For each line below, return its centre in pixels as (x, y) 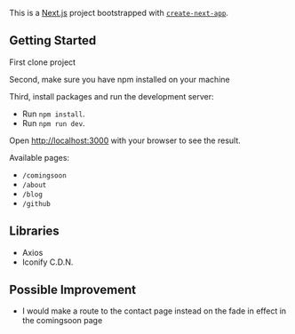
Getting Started (53, 40)
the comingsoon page (62, 321)
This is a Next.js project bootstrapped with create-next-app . (119, 13)
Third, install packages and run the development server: (112, 96)
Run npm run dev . (54, 123)
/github (36, 203)
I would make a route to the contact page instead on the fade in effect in (154, 311)
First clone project (43, 62)
